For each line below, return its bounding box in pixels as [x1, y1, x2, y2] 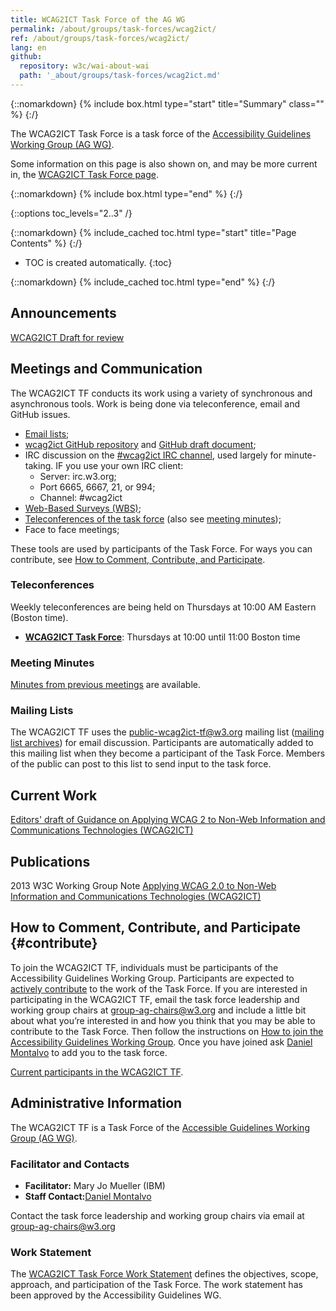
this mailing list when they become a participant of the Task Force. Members [10, 747, 326, 760]
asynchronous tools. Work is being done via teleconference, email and [10, 397, 301, 410]
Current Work [10, 787, 98, 804]
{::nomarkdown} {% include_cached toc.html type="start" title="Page [10, 226, 297, 238]
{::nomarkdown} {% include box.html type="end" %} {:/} [10, 187, 243, 200]
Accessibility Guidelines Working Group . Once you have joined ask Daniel [10, 1036, 313, 1048]
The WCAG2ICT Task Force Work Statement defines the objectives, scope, [10, 1268, 319, 1280]
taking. [24, 459, 54, 471]
